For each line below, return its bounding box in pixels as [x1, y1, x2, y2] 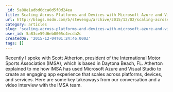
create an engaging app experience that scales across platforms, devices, [5, 71, 163, 77]
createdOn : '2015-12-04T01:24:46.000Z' [5, 36, 91, 41]
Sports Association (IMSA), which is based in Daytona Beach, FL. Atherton [5, 60, 163, 66]
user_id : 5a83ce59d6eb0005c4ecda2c [5, 31, 82, 36]
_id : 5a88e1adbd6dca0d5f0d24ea [5, 7, 73, 13]
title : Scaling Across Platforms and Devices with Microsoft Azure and [5, 12, 162, 17]
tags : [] [5, 41, 24, 46]
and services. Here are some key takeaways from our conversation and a [5, 76, 161, 82]
